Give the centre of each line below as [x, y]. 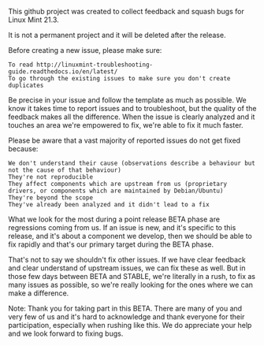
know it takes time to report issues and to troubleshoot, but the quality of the [132, 108]
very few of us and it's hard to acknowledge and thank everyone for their [126, 317]
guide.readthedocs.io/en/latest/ [63, 72]
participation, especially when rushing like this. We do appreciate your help [130, 325]
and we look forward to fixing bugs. [66, 333]
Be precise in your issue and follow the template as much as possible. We [127, 100]
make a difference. [39, 293]
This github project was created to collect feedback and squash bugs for [126, 11]
